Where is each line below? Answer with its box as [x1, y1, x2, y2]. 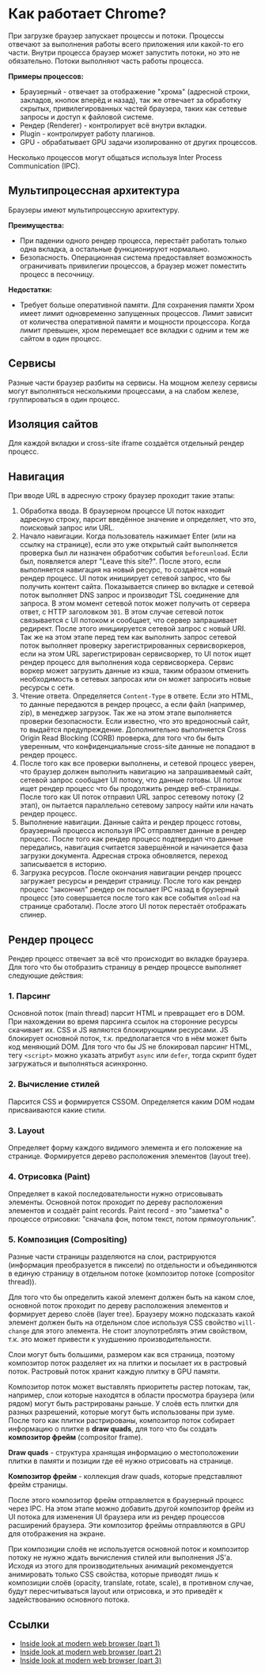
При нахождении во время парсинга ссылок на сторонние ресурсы [8, 1017, 238, 1026]
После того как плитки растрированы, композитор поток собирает [8, 1416, 235, 1425]
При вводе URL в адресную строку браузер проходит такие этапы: [8, 491, 236, 500]
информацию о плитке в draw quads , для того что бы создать [8, 1424, 218, 1434]
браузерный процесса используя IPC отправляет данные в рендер [19, 826, 247, 835]
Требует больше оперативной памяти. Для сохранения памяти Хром [19, 300, 255, 310]
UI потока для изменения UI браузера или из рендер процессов [8, 1512, 225, 1522]
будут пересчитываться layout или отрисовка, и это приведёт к [8, 1587, 223, 1596]
